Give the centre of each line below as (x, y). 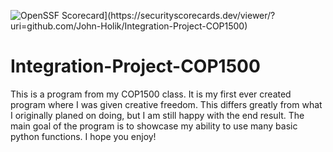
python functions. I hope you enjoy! (83, 136)
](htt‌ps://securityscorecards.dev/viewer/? (190, 15)
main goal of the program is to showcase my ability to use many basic (154, 126)
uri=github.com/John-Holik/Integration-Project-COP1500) (129, 26)
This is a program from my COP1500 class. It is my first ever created (151, 94)
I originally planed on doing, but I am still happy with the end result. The (157, 115)
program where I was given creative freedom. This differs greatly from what (166, 104)
